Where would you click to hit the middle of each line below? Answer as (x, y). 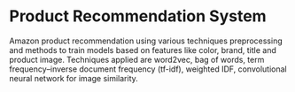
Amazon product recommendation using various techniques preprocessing (146, 41)
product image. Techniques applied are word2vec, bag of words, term (137, 59)
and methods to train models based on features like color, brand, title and (143, 50)
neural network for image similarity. (74, 78)
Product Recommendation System (138, 16)
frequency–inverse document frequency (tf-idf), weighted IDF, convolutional (148, 69)
